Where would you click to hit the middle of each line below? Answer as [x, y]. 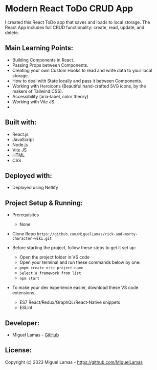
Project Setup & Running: [44, 203]
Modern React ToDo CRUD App [69, 9]
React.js [20, 134]
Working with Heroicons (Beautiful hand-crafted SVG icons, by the [79, 86]
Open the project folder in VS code [55, 257]
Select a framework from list [50, 273]
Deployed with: [29, 176]
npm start [30, 279]
